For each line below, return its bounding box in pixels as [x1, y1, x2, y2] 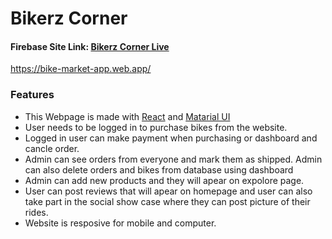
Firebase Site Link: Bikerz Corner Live [10, 40, 170, 52]
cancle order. [24, 142, 80, 154]
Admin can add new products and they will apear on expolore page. [24, 174, 305, 186]
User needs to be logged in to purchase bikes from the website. [24, 121, 288, 133]
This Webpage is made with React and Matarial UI [24, 110, 231, 122]
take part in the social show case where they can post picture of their [24, 195, 311, 207]
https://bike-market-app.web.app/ [10, 63, 152, 75]
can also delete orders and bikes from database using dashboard [24, 163, 294, 176]
